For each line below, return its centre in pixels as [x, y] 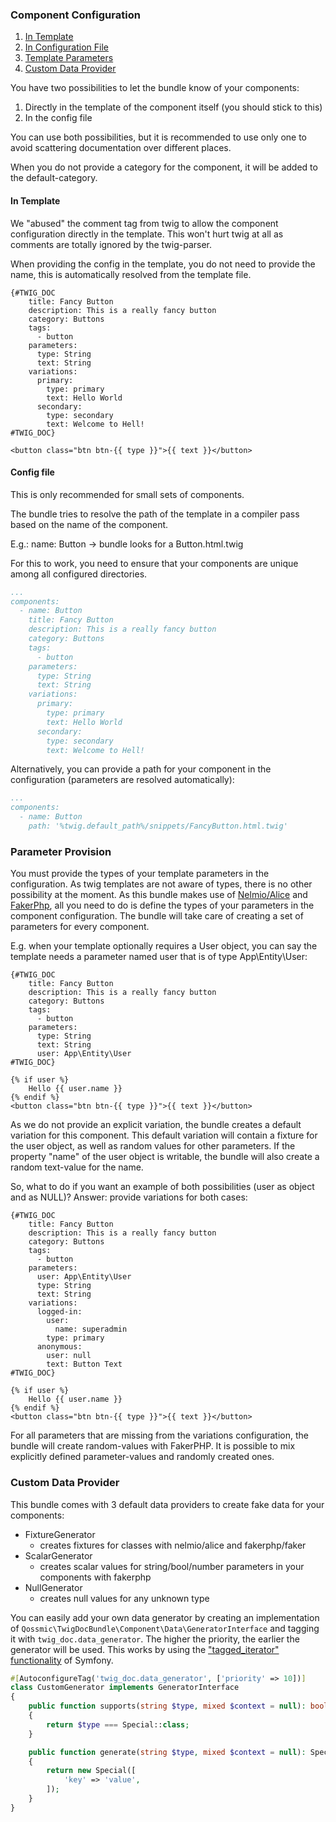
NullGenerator [53, 1587]
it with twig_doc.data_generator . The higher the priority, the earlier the [155, 1639]
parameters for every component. [80, 927]
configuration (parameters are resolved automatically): [122, 780]
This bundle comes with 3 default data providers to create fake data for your [167, 1504]
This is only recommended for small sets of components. [127, 494]
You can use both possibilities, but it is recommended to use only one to [159, 137]
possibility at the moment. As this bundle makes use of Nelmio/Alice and [159, 895]
